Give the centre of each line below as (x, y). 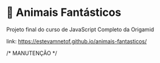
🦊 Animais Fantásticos (64, 13)
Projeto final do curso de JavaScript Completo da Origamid (80, 29)
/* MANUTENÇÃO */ (32, 53)
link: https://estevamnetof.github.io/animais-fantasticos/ (77, 41)
